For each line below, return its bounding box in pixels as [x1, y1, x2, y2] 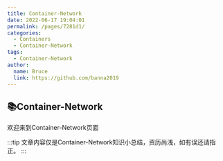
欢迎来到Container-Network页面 [7, 124, 99, 132]
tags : [7, 49, 23, 56]
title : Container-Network [7, 10, 82, 17]
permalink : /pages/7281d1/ [7, 23, 85, 30]
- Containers [13, 36, 51, 43]
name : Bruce [13, 68, 48, 75]
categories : [7, 29, 42, 37]
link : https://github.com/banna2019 [13, 74, 119, 82]
